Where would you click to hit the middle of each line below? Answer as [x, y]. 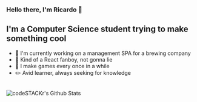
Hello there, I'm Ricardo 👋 [45, 10]
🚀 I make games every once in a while [62, 66]
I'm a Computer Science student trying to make [98, 29]
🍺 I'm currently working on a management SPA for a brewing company [103, 53]
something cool [36, 39]
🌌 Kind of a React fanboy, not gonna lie [64, 59]
